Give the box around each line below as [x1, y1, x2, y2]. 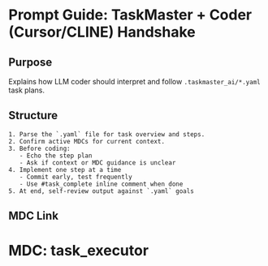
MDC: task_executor [8, 242, 149, 260]
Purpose [8, 55, 53, 69]
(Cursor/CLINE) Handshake [8, 23, 197, 41]
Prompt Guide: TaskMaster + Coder [8, 6, 253, 24]
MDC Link [8, 209, 59, 223]
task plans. [8, 85, 45, 95]
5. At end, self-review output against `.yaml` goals [8, 187, 195, 195]
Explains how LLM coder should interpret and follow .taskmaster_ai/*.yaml [8, 77, 262, 86]
